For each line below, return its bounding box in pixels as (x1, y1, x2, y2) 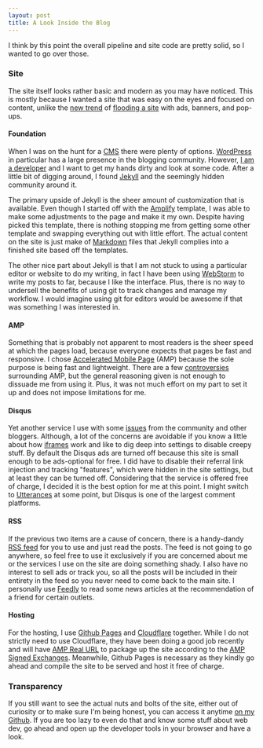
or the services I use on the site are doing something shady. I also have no (8, 559, 249, 568)
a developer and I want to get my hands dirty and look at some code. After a (8, 163, 254, 173)
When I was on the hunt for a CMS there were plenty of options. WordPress (8, 147, 252, 156)
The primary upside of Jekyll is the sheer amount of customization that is (8, 196, 245, 204)
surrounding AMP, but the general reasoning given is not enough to (8, 371, 226, 381)
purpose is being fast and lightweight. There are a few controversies (8, 363, 229, 372)
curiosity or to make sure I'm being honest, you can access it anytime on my (8, 707, 255, 717)
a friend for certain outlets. (8, 592, 95, 602)
